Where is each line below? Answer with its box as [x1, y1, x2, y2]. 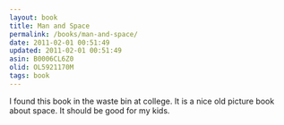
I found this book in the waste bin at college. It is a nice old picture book [9, 96, 275, 106]
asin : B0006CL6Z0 [9, 54, 74, 63]
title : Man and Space [9, 21, 90, 30]
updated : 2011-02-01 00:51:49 [9, 46, 123, 55]
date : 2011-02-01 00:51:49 [9, 37, 110, 47]
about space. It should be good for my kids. [9, 104, 170, 116]
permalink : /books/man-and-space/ [9, 29, 139, 38]
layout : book [9, 12, 58, 22]
